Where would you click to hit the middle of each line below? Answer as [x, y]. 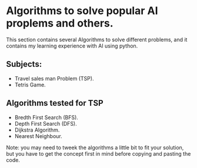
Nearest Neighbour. [39, 136]
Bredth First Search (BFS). [46, 117]
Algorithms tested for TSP [55, 103]
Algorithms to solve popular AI [82, 11]
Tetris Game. [30, 85]
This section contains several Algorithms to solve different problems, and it [97, 39]
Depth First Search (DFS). [46, 123]
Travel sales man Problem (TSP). [54, 78]
